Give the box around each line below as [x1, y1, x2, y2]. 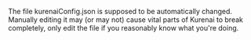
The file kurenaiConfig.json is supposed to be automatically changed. [8, 7, 233, 16]
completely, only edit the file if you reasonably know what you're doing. [8, 24, 239, 32]
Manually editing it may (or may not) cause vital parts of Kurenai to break [8, 15, 243, 24]
